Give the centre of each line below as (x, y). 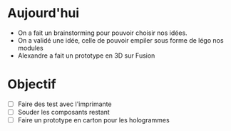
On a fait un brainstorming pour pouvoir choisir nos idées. (102, 33)
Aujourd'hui (43, 13)
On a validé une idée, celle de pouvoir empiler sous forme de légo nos (120, 40)
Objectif (32, 84)
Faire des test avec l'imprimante (65, 104)
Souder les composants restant (64, 112)
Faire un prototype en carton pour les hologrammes (93, 120)
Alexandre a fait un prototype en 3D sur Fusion (86, 56)
